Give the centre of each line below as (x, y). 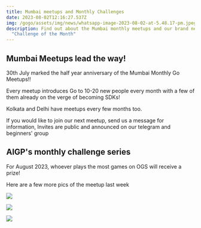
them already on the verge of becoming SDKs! (63, 97)
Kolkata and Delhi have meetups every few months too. (74, 109)
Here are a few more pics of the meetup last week (68, 184)
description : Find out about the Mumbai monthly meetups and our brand (97, 28)
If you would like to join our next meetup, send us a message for (85, 120)
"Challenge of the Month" (44, 34)
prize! (13, 173)
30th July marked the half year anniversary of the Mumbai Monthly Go (93, 73)
